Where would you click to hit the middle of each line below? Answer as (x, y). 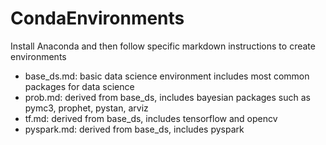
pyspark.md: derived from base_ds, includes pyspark (134, 129)
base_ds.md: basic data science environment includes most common (167, 76)
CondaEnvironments (97, 18)
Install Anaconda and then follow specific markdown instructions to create (163, 46)
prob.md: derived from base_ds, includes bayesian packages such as (167, 97)
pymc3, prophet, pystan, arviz (86, 108)
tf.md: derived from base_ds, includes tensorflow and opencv (151, 118)
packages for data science (79, 86)
